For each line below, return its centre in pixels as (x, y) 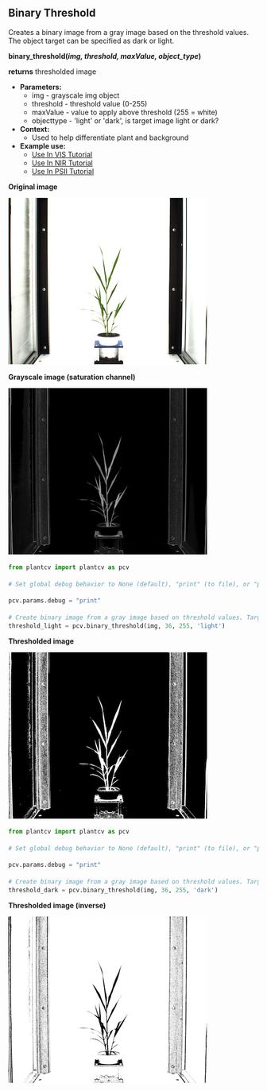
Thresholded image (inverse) (57, 905)
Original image (33, 187)
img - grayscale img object (75, 95)
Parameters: (41, 87)
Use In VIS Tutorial (62, 154)
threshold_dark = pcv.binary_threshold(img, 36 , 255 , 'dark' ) (113, 890)
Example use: (43, 145)
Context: (35, 129)
